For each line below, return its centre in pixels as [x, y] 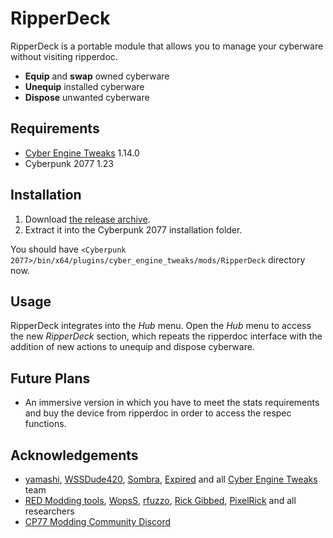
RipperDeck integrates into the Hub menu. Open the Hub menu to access [161, 326]
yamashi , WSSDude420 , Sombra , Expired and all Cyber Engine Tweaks [171, 479]
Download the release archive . [87, 219]
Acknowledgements [74, 455]
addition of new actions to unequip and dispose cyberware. [132, 347]
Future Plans [50, 378]
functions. [45, 424]
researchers [49, 511]
